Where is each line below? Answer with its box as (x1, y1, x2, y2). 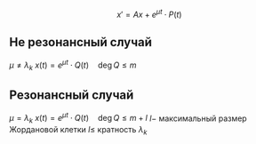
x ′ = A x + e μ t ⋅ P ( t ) (116, 8, 182, 20)
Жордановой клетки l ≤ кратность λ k (9, 124, 148, 137)
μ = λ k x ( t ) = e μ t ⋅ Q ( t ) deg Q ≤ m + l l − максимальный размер (9, 111, 247, 125)
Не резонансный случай (9, 35, 153, 50)
